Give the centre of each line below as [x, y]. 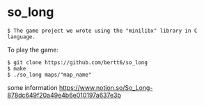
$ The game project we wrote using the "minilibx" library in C [102, 31]
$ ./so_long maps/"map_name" [49, 75]
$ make [17, 68]
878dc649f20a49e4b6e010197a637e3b [64, 95]
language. [22, 37]
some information [32, 87]
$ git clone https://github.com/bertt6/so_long [78, 62]
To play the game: [33, 50]
